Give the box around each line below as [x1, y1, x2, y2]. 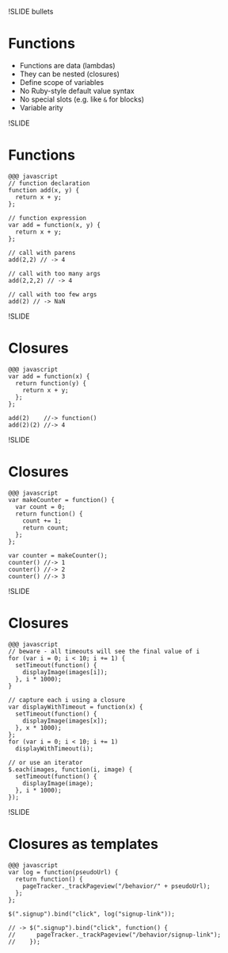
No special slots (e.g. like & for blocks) [19, 95, 145, 104]
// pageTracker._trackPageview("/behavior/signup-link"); [8, 931, 222, 939]
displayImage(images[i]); [22, 668, 108, 676]
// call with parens [8, 249, 77, 257]
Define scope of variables [19, 77, 104, 87]
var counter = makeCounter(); [8, 551, 108, 559]
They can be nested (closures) [19, 69, 120, 79]
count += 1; [22, 516, 62, 525]
